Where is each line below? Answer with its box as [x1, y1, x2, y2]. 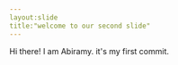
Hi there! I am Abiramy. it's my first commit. [9, 45, 169, 56]
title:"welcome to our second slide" [9, 21, 151, 30]
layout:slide [9, 12, 58, 22]
